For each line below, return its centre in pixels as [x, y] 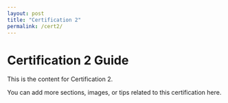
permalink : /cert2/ [35, 26]
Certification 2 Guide [68, 60]
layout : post [26, 13]
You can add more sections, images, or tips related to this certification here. [114, 93]
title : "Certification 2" [44, 20]
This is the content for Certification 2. [60, 79]
